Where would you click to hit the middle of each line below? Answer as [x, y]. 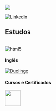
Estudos [18, 32]
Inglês [12, 60]
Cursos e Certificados [28, 82]
